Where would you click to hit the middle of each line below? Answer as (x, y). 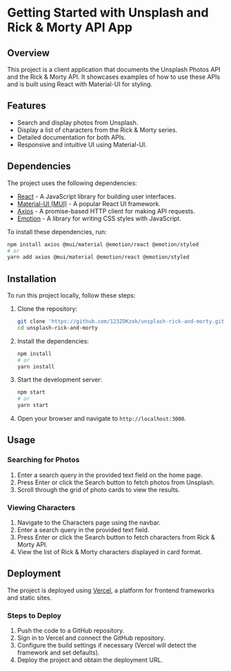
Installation (32, 279)
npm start (31, 393)
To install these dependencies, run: (57, 231)
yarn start (33, 406)
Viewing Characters (41, 507)
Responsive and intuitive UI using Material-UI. (82, 144)
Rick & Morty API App (70, 27)
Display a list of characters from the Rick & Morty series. (97, 130)
